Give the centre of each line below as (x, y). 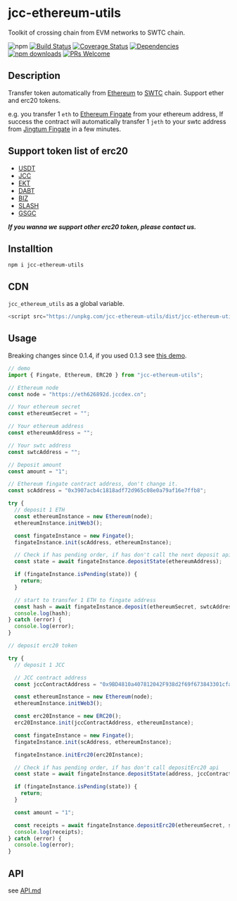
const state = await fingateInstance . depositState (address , (104, 774)
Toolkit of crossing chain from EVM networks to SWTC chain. (97, 32)
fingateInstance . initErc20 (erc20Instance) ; (79, 755)
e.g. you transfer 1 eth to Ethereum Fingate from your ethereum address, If (116, 114)
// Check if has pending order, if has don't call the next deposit (117, 555)
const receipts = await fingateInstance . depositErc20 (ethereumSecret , (120, 825)
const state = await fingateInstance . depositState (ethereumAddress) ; (118, 562)
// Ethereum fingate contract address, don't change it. (93, 484)
